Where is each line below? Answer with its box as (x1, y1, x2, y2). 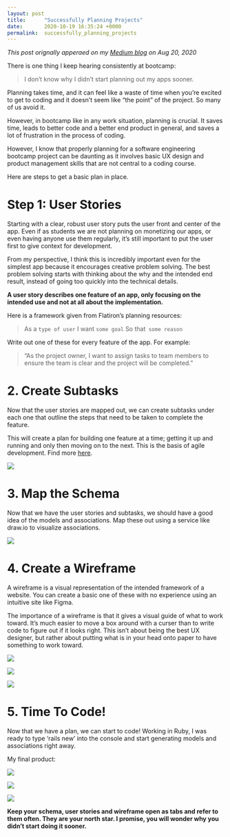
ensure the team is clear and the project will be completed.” (23, 359, 194, 367)
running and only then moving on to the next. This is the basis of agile (7, 442, 205, 450)
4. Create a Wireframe (7, 561, 136, 576)
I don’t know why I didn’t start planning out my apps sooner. (23, 75, 194, 84)
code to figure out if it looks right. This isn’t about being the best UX (7, 626, 200, 634)
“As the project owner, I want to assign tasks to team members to (23, 352, 209, 360)
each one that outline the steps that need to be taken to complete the (7, 413, 203, 422)
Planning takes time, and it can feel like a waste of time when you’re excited (7, 88, 222, 97)
